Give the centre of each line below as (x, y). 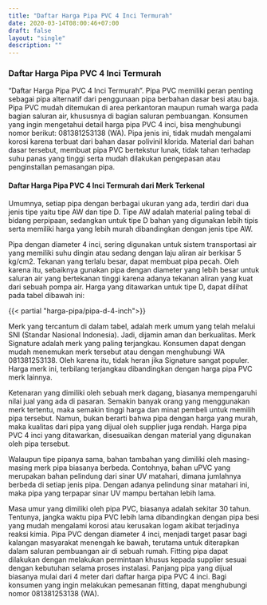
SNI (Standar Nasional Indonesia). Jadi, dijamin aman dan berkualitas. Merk (132, 334)
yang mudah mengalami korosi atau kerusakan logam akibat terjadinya (124, 525)
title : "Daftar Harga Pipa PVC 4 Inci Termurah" (90, 16)
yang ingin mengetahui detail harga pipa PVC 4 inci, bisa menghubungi (125, 125)
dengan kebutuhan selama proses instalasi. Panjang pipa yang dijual (120, 567)
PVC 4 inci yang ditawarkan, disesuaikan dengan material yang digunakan (130, 435)
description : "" (35, 46)
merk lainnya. (31, 377)
